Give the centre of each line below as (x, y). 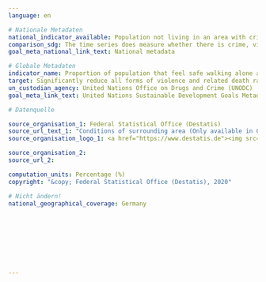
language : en (30, 15)
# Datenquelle (32, 110)
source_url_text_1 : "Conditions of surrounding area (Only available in (131, 131)
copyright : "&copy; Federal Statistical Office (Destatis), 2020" (120, 182)
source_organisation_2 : (47, 153)
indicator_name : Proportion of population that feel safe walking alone (131, 73)
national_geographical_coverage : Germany (78, 203)
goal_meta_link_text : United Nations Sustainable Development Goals (123, 96)
